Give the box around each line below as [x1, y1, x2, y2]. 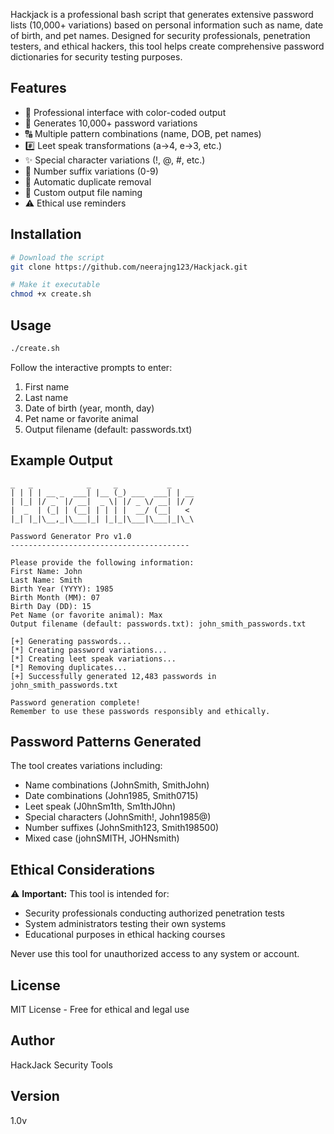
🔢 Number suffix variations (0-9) [24, 165, 159, 177]
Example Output [10, 452, 113, 469]
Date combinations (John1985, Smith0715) [24, 790, 199, 802]
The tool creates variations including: [10, 760, 163, 772]
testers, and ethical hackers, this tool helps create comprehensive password [10, 40, 325, 52]
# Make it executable [10, 280, 101, 290]
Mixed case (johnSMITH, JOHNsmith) [24, 832, 180, 844]
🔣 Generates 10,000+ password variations [24, 117, 198, 129]
